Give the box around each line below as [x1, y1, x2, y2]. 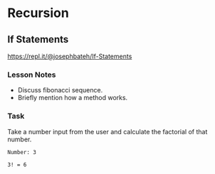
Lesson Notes [7, 70, 56, 80]
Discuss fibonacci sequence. [17, 86, 103, 94]
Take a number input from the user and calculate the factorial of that [7, 127, 208, 136]
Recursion [7, 5, 69, 21]
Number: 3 [7, 148, 37, 156]
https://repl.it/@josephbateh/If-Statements [7, 52, 132, 60]
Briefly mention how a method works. [17, 94, 128, 102]
